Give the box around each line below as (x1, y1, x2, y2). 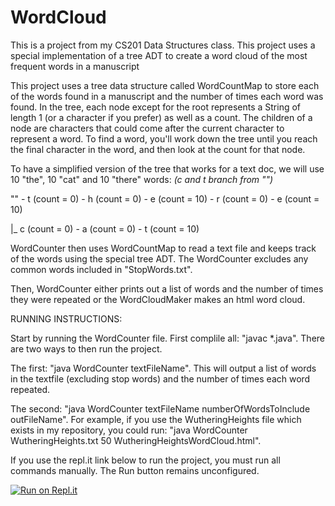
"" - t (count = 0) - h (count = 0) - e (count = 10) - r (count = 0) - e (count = (10, 192, 320, 205)
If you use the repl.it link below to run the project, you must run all (10, 454, 281, 466)
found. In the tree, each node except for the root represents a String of (10, 101, 302, 113)
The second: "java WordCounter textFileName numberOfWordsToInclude (10, 402, 311, 415)
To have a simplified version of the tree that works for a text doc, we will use (10, 162, 325, 175)
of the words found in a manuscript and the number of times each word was (10, 90, 324, 102)
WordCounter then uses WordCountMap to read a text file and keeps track (10, 242, 317, 254)
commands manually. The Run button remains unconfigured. (10, 464, 260, 476)
